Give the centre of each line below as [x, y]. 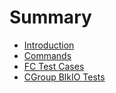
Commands [47, 55]
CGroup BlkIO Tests [64, 77]
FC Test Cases [54, 66]
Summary [50, 17]
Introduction [49, 45]
